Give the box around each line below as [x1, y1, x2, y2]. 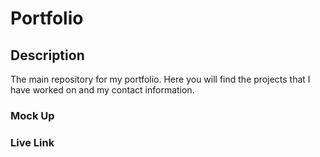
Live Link [10, 135, 55, 149]
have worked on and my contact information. [10, 84, 195, 96]
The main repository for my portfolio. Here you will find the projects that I [10, 73, 311, 85]
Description [10, 47, 85, 64]
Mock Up [10, 108, 55, 122]
